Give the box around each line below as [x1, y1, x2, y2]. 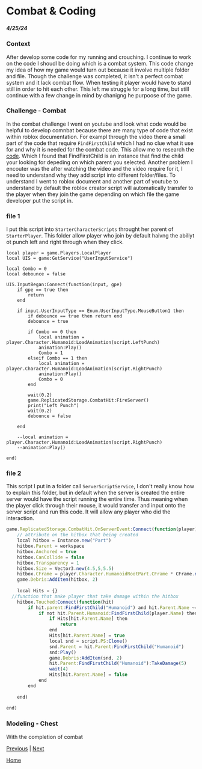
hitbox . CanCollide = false [17, 554, 85, 560]
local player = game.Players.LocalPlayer [6, 250, 112, 256]
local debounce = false [6, 271, 66, 277]
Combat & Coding [6, 4, 96, 18]
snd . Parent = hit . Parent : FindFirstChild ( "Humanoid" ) [49, 643, 185, 650]
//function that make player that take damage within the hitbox [11, 593, 179, 599]
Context [6, 40, 31, 48]
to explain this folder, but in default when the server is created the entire [6, 489, 185, 497]
